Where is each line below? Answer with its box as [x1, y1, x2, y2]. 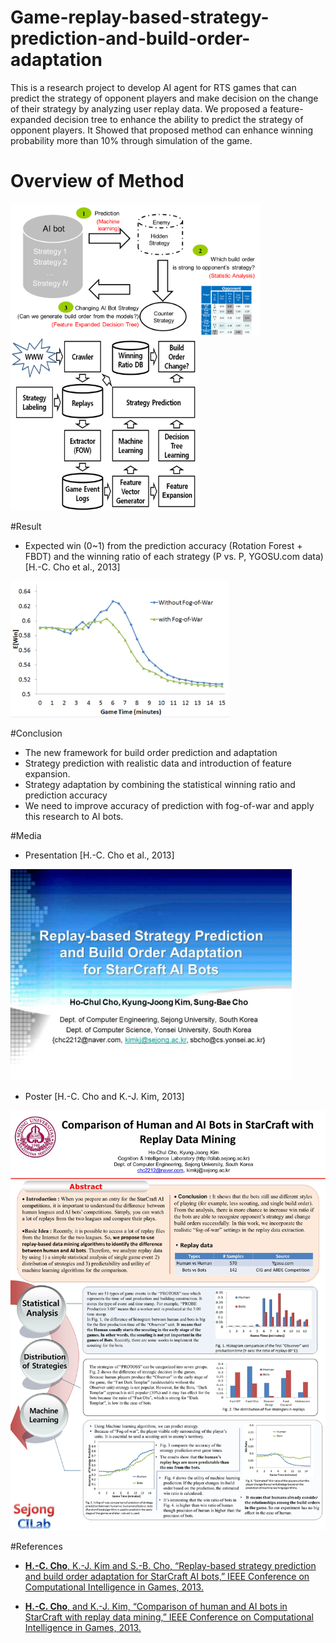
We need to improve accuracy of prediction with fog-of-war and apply [24, 800, 315, 812]
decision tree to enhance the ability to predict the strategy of [53, 113, 304, 125]
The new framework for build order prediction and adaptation [24, 747, 278, 759]
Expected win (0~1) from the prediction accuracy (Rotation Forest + [24, 539, 303, 551]
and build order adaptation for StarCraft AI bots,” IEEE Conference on [24, 1571, 310, 1583]
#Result [10, 520, 42, 532]
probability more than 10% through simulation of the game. [10, 134, 253, 146]
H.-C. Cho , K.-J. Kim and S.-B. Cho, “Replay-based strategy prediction [24, 1560, 317, 1572]
